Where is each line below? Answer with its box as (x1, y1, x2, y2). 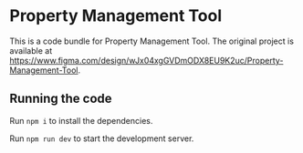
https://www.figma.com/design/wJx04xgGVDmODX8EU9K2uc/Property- (9, 55, 284, 66)
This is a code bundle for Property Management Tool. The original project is (9, 36, 295, 46)
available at (9, 45, 53, 56)
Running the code (9, 91, 112, 107)
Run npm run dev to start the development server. (9, 133, 194, 144)
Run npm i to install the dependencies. (9, 115, 153, 126)
